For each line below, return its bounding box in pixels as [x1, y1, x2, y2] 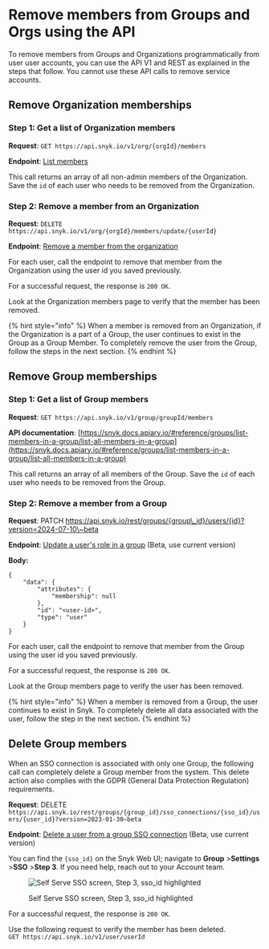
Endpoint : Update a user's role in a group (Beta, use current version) [8, 540, 236, 549]
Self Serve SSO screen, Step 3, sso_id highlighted [28, 893, 194, 902]
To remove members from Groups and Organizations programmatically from [8, 49, 260, 59]
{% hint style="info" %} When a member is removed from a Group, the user [8, 696, 259, 706]
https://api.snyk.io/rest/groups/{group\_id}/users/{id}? [65, 516, 245, 525]
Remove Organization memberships [8, 98, 193, 112]
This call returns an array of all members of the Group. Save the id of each [8, 469, 255, 479]
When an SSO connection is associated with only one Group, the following [8, 758, 255, 768]
